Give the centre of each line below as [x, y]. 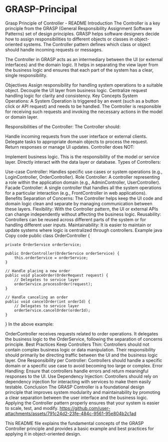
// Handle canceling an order [37, 297]
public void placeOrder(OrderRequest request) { [57, 275]
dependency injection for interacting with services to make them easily [78, 381]
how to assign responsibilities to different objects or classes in [69, 39]
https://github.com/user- [85, 408]
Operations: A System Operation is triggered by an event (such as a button [82, 101]
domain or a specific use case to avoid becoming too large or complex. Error [84, 365]
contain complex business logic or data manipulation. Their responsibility [80, 349]
